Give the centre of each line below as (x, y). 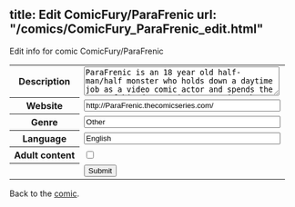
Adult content (45, 155)
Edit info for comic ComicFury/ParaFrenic (86, 51)
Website (45, 106)
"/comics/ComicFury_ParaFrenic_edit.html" (137, 30)
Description (45, 82)
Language (44, 139)
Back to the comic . (45, 193)
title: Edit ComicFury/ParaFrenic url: (113, 15)
